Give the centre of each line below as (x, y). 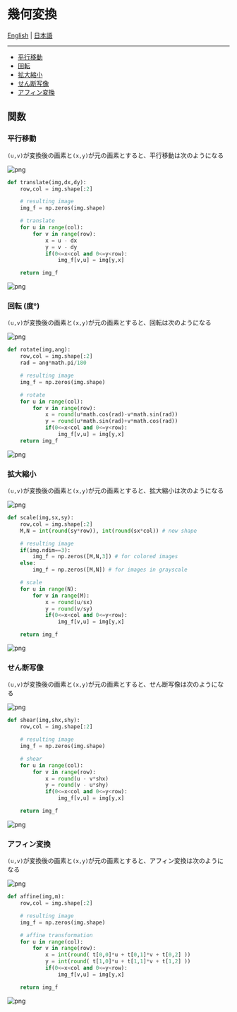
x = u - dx (61, 241)
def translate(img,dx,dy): (47, 182)
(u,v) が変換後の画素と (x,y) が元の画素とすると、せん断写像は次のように (113, 685)
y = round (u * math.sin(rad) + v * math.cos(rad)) (111, 421)
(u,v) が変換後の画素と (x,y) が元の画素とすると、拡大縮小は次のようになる (116, 490)
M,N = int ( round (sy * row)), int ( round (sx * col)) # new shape (109, 531)
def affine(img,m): (36, 897)
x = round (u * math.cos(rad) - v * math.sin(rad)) (111, 415)
